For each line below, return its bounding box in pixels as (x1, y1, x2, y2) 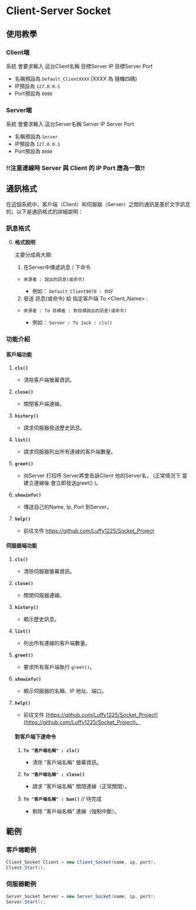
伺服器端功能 (6, 542, 37, 549)
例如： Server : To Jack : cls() (32, 319, 113, 326)
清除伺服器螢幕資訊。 (23, 567, 75, 575)
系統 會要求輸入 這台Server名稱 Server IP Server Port (6, 121, 134, 128)
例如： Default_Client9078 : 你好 (32, 287, 113, 295)
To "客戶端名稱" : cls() (23, 747, 80, 753)
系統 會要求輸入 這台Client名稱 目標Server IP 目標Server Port (6, 62, 153, 70)
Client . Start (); (6, 865, 46, 871)
